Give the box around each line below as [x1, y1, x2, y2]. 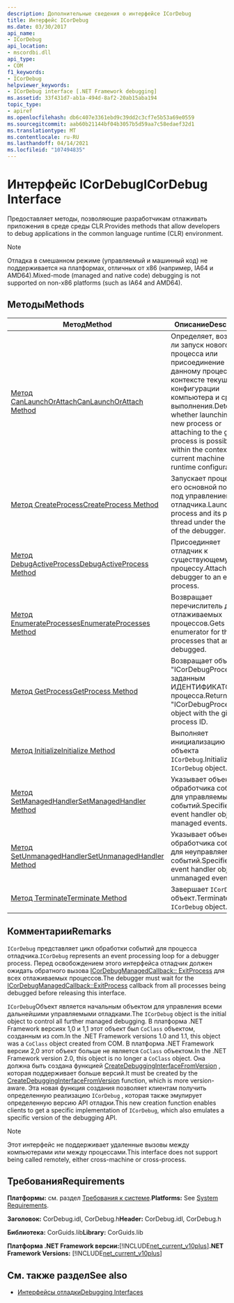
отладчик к [170, 546, 208, 556]
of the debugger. [170, 526, 226, 535]
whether [170, 410, 198, 419]
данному [170, 366, 201, 375]
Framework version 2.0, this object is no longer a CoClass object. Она [7, 1054, 205, 1062]
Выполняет [170, 728, 209, 738]
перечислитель [170, 601, 223, 611]
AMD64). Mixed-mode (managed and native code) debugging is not [7, 271, 201, 279]
